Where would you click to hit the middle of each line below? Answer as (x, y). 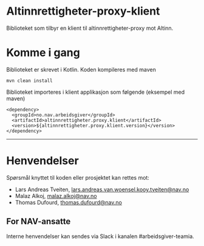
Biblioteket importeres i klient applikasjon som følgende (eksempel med (96, 92)
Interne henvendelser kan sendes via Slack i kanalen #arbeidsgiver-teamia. (100, 236)
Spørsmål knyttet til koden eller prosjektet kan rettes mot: (78, 177)
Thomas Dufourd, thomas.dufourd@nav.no (69, 202)
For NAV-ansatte (39, 221)
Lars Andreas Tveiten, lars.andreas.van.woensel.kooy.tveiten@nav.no (102, 189)
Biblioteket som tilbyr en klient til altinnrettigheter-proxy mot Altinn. (90, 28)
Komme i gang (43, 53)
